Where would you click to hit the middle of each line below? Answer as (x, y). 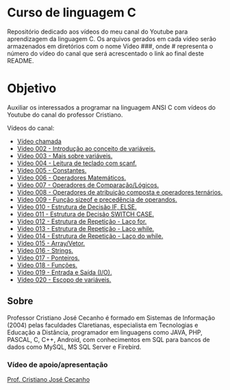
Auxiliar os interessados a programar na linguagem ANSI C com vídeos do (111, 107)
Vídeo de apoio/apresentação (57, 365)
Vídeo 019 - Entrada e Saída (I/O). (64, 272)
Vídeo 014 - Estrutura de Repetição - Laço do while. (90, 236)
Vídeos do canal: (31, 127)
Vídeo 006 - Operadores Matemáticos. (72, 178)
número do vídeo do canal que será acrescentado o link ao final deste (105, 53)
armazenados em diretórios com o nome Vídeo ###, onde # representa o (110, 46)
